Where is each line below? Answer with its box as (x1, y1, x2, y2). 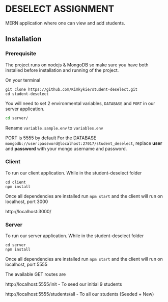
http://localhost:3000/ (5, 208, 52, 214)
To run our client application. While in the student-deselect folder (5, 169, 142, 176)
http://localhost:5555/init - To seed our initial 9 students (5, 281, 122, 287)
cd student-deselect (5, 91, 49, 96)
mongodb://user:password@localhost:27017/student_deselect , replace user (5, 140, 162, 146)
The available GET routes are (5, 271, 66, 278)
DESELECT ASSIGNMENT (5, 3, 115, 15)
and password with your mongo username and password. (5, 145, 127, 152)
